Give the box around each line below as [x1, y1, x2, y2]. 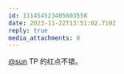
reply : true [8, 26, 48, 34]
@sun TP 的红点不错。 [8, 56, 82, 66]
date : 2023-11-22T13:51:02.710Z [8, 19, 116, 27]
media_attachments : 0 [8, 33, 81, 42]
